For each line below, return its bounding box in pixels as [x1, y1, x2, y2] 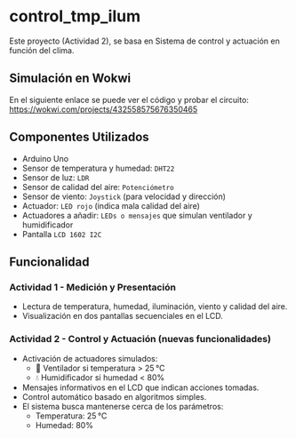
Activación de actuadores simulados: [21, 353, 158, 363]
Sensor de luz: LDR [21, 171, 90, 183]
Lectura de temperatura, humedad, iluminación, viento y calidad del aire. [21, 301, 288, 312]
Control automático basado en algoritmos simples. [21, 391, 207, 402]
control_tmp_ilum [9, 6, 141, 27]
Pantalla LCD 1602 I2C [21, 228, 102, 239]
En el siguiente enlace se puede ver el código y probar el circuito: [9, 94, 249, 105]
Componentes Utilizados [9, 130, 149, 145]
